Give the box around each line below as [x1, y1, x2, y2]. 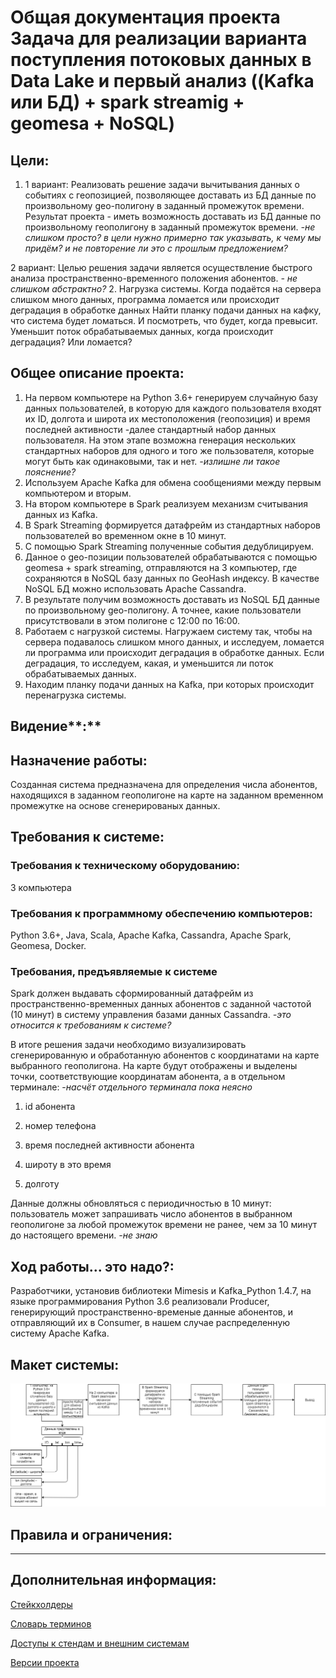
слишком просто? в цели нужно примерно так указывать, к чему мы [24, 232, 322, 243]
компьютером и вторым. [24, 487, 132, 499]
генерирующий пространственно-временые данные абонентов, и [10, 1306, 293, 1318]
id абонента [24, 1101, 76, 1113]
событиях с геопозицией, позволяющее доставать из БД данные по [24, 189, 317, 201]
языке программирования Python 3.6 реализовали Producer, [10, 1296, 270, 1308]
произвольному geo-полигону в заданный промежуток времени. [24, 200, 305, 211]
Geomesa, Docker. [10, 940, 87, 951]
